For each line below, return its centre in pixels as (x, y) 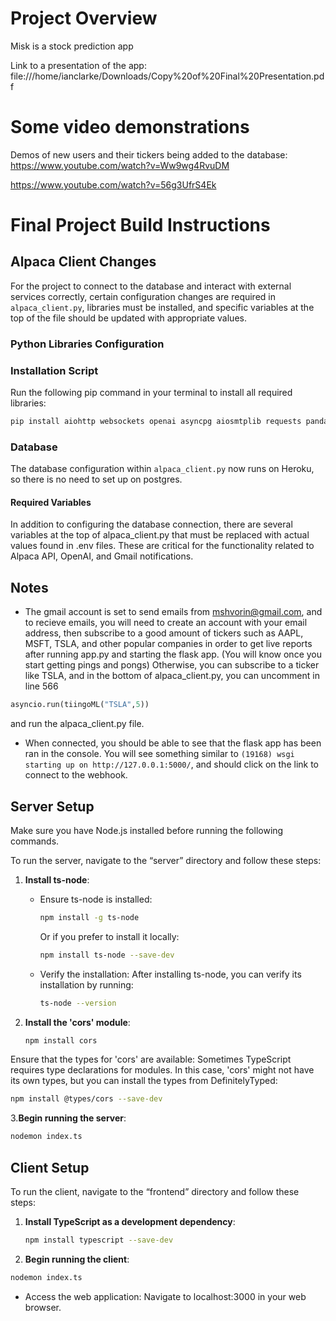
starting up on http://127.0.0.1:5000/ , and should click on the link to (171, 764)
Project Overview (84, 18)
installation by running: (86, 984)
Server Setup (52, 806)
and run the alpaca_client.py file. (77, 724)
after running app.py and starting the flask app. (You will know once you (173, 654)
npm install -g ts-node (89, 917)
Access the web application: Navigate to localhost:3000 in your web (165, 1296)
